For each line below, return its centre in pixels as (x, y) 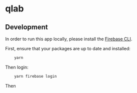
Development (27, 27)
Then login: (17, 67)
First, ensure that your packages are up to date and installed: (68, 48)
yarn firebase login (35, 76)
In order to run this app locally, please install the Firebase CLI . (69, 39)
